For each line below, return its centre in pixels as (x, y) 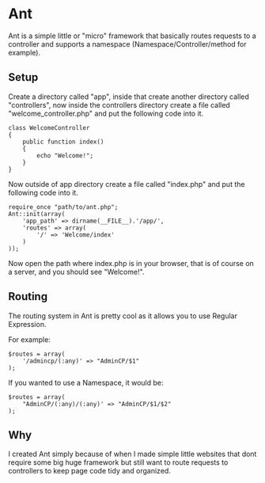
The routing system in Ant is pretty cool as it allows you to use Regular (123, 316)
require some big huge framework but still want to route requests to (118, 462)
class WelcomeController (49, 127)
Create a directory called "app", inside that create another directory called (129, 97)
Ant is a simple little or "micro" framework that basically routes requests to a (132, 36)
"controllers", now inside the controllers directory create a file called (119, 105)
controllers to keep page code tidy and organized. (90, 471)
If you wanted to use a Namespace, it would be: (86, 382)
